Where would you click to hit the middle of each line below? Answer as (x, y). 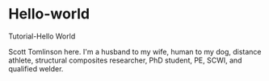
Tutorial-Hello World (42, 36)
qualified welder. (36, 68)
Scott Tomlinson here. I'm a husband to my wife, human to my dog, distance (135, 51)
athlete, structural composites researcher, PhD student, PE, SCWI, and (125, 60)
